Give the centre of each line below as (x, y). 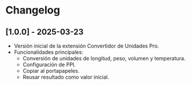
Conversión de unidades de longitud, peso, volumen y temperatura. (104, 58)
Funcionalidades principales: (48, 52)
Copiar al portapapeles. (51, 71)
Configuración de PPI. (49, 64)
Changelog (33, 10)
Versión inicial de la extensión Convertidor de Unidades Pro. (86, 46)
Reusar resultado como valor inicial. (66, 77)
